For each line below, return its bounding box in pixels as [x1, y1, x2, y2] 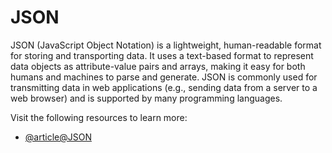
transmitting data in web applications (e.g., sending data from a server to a [10, 81, 318, 93]
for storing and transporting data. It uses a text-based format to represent [10, 49, 314, 61]
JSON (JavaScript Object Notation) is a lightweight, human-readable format [10, 39, 322, 51]
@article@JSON [24, 131, 92, 143]
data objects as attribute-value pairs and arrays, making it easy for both [10, 60, 306, 72]
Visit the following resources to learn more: [10, 111, 188, 123]
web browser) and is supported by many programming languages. [10, 92, 283, 104]
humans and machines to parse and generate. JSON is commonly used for [10, 71, 318, 83]
